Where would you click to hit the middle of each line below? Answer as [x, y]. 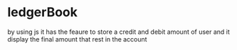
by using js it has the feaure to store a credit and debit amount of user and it [118, 32]
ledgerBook [43, 12]
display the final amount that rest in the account [77, 39]
